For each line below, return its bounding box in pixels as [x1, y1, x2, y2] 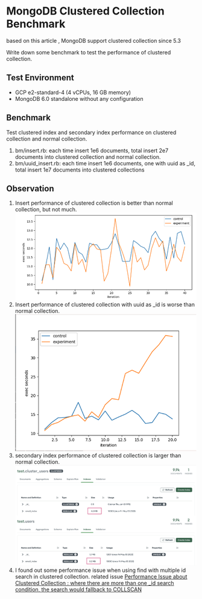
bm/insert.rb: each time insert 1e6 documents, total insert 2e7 [14, 147, 169, 154]
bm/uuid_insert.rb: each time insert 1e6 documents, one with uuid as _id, [14, 159, 196, 167]
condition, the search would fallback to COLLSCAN [14, 586, 142, 593]
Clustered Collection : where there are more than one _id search [14, 580, 174, 587]
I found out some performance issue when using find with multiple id [14, 566, 186, 574]
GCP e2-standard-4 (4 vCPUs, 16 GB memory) [14, 89, 131, 96]
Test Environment [6, 72, 74, 83]
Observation [6, 183, 54, 194]
